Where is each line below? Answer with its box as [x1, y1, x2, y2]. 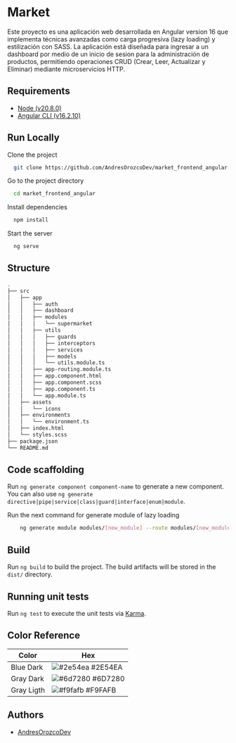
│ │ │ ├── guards [7, 333, 77, 340]
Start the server [7, 229, 53, 238]
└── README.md [7, 444, 49, 451]
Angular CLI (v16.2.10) [17, 111, 81, 119]
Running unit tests [7, 590, 89, 602]
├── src [7, 287, 30, 295]
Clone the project [7, 150, 58, 159]
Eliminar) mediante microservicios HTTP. [7, 65, 125, 73]
